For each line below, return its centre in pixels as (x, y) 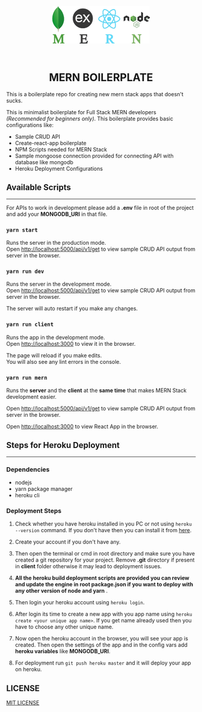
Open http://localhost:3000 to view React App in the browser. (82, 426)
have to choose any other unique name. (64, 627)
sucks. (14, 100)
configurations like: (30, 125)
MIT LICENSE (23, 703)
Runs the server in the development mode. (59, 284)
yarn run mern (27, 378)
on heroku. (28, 669)
